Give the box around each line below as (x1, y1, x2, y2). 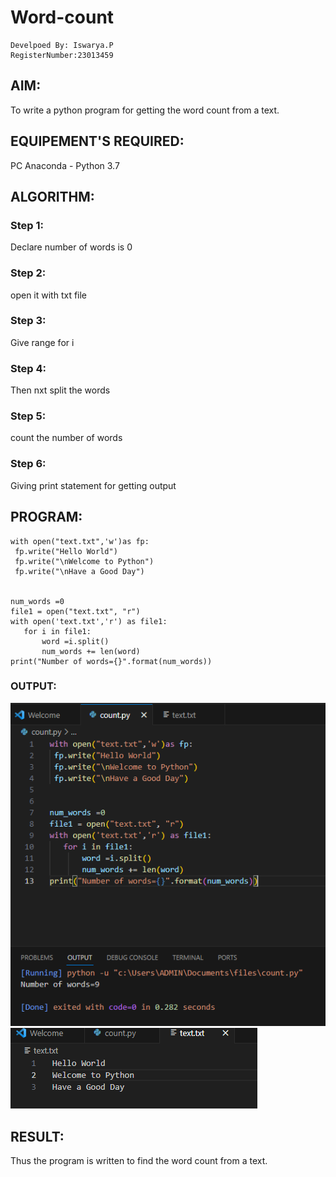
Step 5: (10, 409, 47, 423)
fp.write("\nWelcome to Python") (14, 556, 155, 566)
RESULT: (10, 1128, 65, 1145)
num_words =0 (10, 596, 65, 606)
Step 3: (10, 314, 47, 328)
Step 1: (10, 218, 44, 232)
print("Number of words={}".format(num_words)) (10, 656, 213, 666)
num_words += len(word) (41, 646, 141, 656)
